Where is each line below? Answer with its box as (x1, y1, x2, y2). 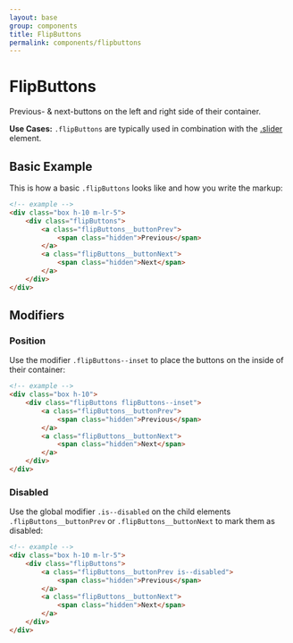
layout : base (9, 13, 58, 22)
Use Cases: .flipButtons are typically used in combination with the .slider (9, 123, 283, 134)
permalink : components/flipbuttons (9, 38, 142, 47)
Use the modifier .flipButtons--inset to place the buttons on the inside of (9, 355, 284, 366)
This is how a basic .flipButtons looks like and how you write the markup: (9, 182, 283, 193)
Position (9, 334, 46, 347)
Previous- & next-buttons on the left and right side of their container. (9, 106, 262, 117)
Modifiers (9, 308, 65, 323)
